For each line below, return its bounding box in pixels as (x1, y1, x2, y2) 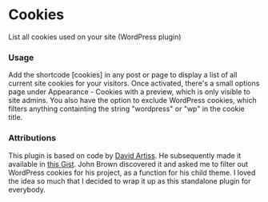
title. (8, 113, 23, 122)
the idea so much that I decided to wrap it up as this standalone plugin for (8, 176, 251, 185)
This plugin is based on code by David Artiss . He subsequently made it (8, 150, 242, 160)
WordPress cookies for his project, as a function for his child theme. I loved (8, 168, 256, 177)
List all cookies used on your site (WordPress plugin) (8, 32, 182, 42)
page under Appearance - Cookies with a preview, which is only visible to (8, 87, 250, 97)
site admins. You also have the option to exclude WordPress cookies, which (8, 96, 258, 105)
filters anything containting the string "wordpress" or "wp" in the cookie (8, 104, 246, 113)
